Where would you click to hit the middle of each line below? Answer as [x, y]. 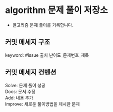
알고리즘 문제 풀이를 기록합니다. [43, 25]
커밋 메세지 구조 [28, 42]
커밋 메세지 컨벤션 [31, 72]
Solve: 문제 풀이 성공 [25, 85]
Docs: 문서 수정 [20, 91]
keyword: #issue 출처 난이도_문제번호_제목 [47, 55]
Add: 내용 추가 [19, 98]
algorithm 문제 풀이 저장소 [56, 10]
